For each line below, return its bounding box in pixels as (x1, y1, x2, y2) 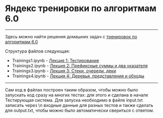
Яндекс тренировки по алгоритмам (5, 3, 157, 14)
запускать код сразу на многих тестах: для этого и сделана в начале (5, 92, 148, 98)
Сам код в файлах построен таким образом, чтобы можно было (5, 87, 138, 92)
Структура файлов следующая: (5, 48, 70, 54)
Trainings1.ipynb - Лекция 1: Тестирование (12, 58, 99, 63)
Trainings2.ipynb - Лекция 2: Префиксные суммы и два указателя (12, 62, 148, 68)
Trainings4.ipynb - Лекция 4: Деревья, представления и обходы (12, 73, 145, 79)
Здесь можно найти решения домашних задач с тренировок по (5, 33, 137, 39)
